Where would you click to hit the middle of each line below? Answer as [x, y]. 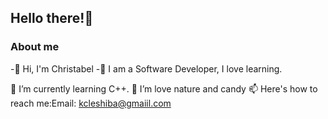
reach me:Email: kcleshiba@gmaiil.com [91, 103]
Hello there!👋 [52, 18]
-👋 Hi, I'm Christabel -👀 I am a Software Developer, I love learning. [146, 68]
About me [35, 47]
